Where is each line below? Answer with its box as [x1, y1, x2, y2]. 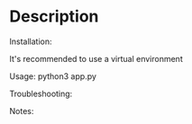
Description [9, 6, 99, 27]
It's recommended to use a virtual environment [9, 53, 183, 64]
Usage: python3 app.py [9, 70, 97, 82]
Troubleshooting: [9, 88, 73, 99]
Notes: [9, 105, 34, 116]
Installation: [9, 36, 52, 47]
